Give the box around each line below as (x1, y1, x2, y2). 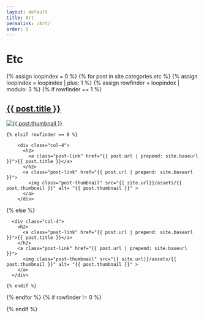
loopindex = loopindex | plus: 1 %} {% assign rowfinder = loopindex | (6, 79, 179, 86)
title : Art (6, 15, 34, 21)
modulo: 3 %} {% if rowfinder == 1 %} (6, 86, 102, 93)
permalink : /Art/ (6, 20, 51, 26)
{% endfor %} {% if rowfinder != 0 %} (6, 293, 102, 301)
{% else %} (6, 206, 36, 214)
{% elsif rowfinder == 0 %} (6, 132, 78, 138)
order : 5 (6, 26, 29, 32)
